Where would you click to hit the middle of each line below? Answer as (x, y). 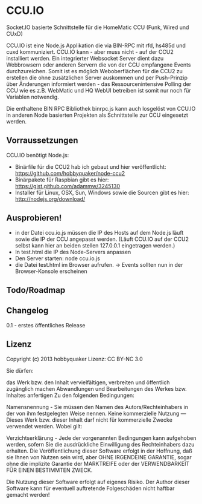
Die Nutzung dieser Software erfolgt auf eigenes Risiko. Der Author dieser (98, 482)
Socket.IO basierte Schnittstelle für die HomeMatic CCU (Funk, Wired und (98, 27)
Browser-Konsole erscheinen (51, 271)
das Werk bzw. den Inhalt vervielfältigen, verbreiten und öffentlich (88, 382)
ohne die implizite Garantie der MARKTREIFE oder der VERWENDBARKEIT (98, 463)
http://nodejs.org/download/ (50, 199)
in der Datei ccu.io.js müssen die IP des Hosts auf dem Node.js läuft (99, 232)
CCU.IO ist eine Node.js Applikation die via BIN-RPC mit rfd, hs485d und (96, 45)
